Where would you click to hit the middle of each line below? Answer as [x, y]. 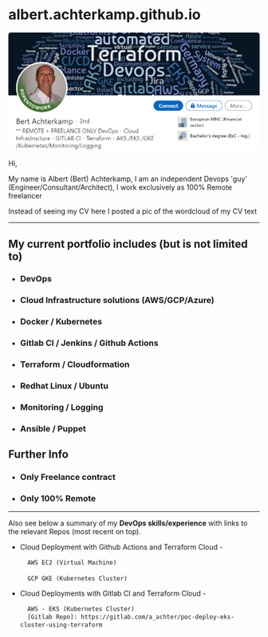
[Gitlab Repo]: [53, 617]
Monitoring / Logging [61, 407]
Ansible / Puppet [53, 428]
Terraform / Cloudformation [75, 364]
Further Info [39, 455]
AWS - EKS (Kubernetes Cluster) [81, 609]
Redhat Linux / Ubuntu [64, 386]
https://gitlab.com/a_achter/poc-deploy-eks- [158, 617]
